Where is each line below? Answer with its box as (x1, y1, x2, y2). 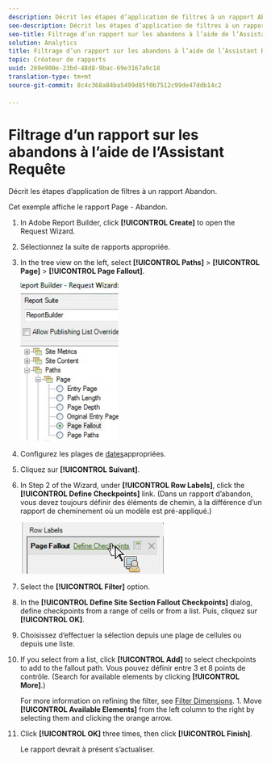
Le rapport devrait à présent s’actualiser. (19, 744, 155, 755)
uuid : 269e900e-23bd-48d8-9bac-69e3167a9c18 (8, 65, 161, 73)
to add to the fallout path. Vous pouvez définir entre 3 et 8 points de (19, 663, 246, 673)
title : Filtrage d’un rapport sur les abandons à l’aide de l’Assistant (8, 47, 258, 56)
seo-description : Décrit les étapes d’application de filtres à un (8, 21, 240, 30)
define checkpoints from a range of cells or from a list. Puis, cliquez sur (19, 606, 258, 616)
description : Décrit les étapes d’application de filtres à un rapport (8, 13, 254, 21)
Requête (8, 160, 66, 178)
